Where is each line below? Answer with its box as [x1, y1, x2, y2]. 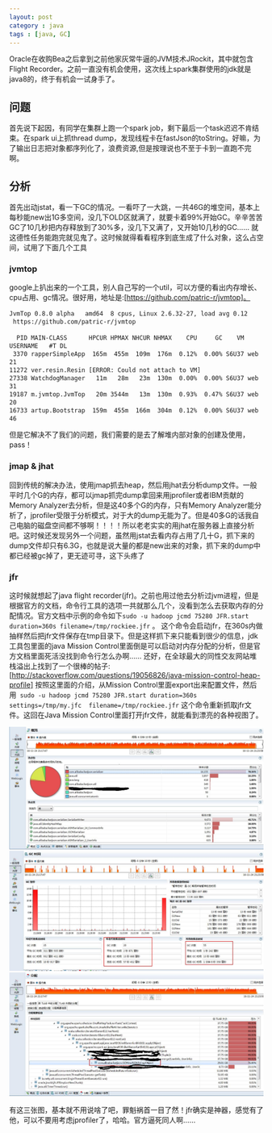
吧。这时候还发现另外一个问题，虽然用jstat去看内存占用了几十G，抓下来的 [9, 530, 255, 540]
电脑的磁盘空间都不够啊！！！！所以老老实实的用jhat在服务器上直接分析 [15, 521, 255, 530]
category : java [9, 21, 64, 30]
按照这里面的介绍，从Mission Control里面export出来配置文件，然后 [35, 679, 257, 689]
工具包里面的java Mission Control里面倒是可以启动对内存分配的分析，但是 [9, 641, 253, 650]
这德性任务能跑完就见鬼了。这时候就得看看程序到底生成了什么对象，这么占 [9, 232, 257, 242]
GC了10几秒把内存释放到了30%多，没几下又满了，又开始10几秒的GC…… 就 [9, 223, 259, 232]
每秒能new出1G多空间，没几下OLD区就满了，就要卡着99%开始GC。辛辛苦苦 [9, 212, 263, 222]
